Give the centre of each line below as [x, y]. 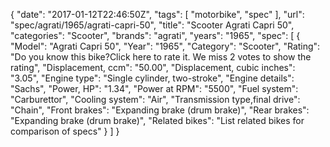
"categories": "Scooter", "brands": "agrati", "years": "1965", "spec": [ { [155, 35]
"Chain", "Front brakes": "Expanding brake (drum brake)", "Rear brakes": [160, 110]
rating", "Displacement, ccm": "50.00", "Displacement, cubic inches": [153, 67]
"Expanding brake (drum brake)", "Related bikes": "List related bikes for [157, 120]
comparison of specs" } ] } [65, 131]
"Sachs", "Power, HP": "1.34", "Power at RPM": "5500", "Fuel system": [154, 88]
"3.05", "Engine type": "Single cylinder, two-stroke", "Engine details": [152, 78]
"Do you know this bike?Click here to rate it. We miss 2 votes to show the [161, 57]
